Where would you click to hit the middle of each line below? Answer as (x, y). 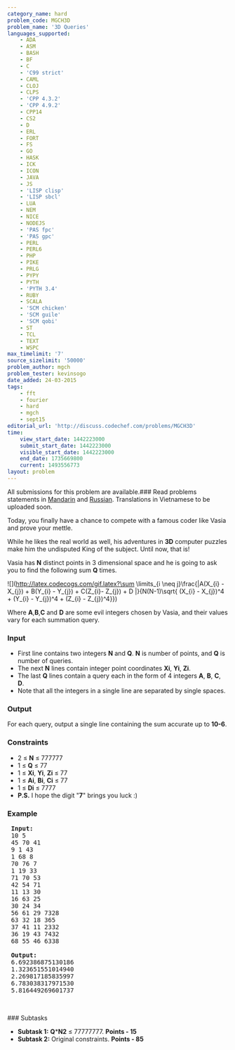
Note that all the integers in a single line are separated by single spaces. (121, 691)
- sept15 (33, 419)
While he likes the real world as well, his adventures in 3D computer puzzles (117, 541)
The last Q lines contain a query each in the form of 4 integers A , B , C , (119, 676)
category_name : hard (38, 14)
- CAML (29, 79)
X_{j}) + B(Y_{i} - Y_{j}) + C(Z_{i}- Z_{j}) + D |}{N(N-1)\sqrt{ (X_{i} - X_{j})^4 (116, 591)
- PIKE (29, 262)
